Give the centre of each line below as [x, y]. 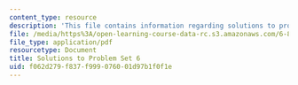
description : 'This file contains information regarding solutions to [142, 26]
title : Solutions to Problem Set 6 [75, 58]
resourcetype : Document [53, 50]
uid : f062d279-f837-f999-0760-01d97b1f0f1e [91, 67]
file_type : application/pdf [61, 42]
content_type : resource [53, 17]
